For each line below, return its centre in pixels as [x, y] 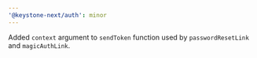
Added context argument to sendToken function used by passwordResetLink [129, 37]
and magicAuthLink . [39, 45]
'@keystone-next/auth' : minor [58, 15]
